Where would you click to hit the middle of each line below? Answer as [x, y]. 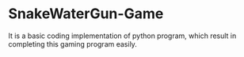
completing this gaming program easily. [72, 44]
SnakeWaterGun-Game [86, 14]
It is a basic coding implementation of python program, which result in [122, 36]
